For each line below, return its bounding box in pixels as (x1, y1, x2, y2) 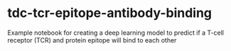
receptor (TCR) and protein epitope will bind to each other (7, 35, 177, 44)
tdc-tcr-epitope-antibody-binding (7, 5, 212, 21)
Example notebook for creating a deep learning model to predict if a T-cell (7, 28, 224, 37)
